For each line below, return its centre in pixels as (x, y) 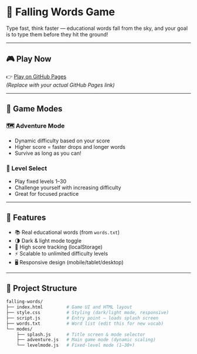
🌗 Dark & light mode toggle (48, 240)
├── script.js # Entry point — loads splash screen (82, 318)
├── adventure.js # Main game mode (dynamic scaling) (86, 340)
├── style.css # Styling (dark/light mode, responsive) (87, 313)
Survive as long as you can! (48, 153)
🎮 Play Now (29, 59)
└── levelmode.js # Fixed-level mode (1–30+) (76, 345)
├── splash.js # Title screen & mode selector (81, 334)
